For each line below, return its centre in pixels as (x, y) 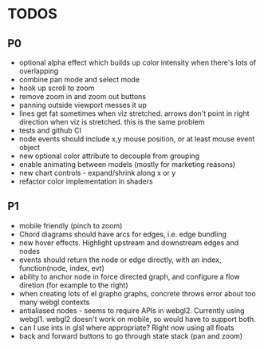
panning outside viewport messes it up (83, 105)
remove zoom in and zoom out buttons (83, 96)
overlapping (39, 71)
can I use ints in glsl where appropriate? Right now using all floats (126, 327)
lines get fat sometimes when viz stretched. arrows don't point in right (134, 113)
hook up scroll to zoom (57, 88)
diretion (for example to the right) (73, 285)
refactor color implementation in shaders (86, 181)
